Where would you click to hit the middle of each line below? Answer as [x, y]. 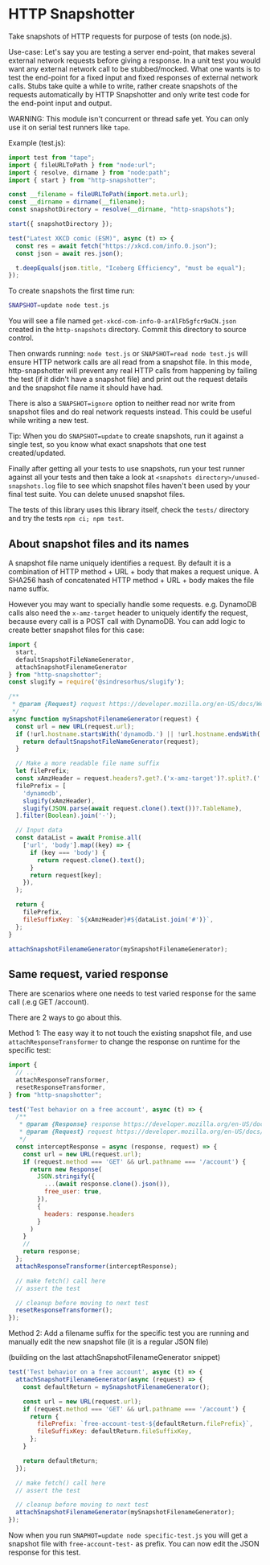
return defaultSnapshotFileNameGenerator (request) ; [111, 741]
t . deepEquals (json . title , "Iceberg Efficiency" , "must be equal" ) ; [131, 268]
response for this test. [45, 1552]
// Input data [39, 830]
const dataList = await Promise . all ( [79, 838]
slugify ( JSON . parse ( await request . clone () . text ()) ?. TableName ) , [133, 808]
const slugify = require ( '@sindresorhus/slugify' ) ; [96, 682]
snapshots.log [32, 487]
